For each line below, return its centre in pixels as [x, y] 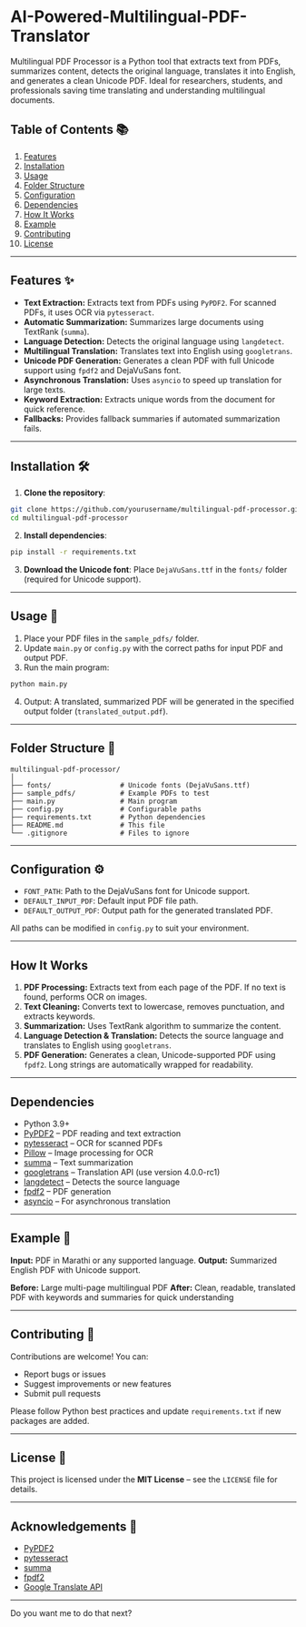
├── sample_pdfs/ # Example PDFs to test [110, 793]
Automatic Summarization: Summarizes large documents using [143, 321]
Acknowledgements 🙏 [74, 1526]
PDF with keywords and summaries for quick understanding [122, 1297]
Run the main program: [66, 667]
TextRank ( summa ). [56, 331]
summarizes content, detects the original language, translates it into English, [153, 71]
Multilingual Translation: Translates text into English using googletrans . [158, 351]
